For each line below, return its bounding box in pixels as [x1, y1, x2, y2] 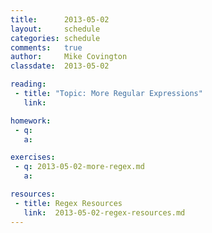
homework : [10, 116, 52, 126]
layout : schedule [10, 24, 101, 34]
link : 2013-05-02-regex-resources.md [23, 207, 186, 218]
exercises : [10, 152, 56, 163]
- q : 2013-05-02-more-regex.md [14, 162, 145, 172]
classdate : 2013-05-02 [10, 61, 110, 71]
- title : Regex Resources [14, 198, 123, 208]
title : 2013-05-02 [10, 14, 110, 25]
